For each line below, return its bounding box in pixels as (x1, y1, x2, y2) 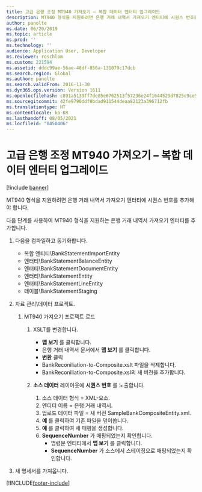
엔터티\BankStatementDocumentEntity (23, 265, 118, 272)
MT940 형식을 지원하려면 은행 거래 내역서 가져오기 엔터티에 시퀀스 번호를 (6, 196, 179, 204)
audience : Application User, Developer (6, 48, 106, 54)
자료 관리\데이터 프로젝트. (14, 300, 75, 308)
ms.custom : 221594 (6, 59, 52, 65)
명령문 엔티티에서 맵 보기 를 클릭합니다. (50, 440, 142, 447)
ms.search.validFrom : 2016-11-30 (6, 82, 90, 88)
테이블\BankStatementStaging (23, 287, 97, 295)
